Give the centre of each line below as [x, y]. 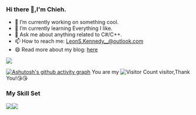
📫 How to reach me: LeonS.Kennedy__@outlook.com [79, 41]
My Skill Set [23, 93]
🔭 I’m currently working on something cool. [67, 22]
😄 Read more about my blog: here [56, 50]
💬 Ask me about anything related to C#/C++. [68, 35]
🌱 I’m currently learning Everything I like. [63, 28]
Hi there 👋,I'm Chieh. [36, 9]
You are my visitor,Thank [141, 72]
